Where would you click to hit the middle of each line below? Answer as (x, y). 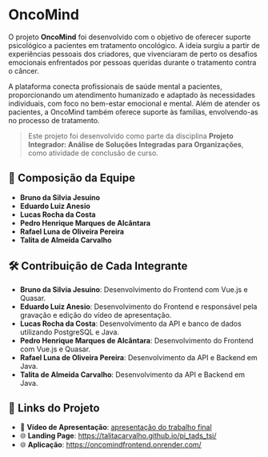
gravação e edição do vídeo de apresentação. (96, 315)
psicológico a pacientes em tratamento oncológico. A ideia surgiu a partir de (134, 45)
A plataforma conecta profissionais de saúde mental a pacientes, (115, 86)
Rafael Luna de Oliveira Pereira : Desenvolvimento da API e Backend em (138, 357)
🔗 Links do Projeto (54, 408)
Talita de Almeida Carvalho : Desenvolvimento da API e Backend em (132, 375)
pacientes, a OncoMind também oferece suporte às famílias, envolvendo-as (133, 112)
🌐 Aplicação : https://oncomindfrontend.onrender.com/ (110, 445)
